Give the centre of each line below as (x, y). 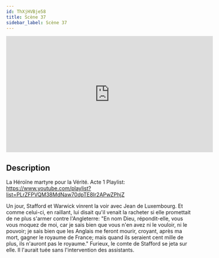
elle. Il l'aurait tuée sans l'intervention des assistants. (70, 250)
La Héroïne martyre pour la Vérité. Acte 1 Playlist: (66, 182)
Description (28, 168)
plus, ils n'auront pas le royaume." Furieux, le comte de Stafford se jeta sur (97, 244)
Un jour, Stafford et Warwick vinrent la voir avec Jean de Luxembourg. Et (94, 206)
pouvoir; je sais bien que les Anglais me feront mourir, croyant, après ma (94, 231)
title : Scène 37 (26, 17)
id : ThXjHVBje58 (26, 12)
